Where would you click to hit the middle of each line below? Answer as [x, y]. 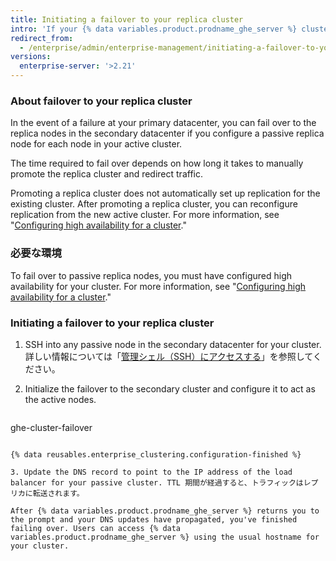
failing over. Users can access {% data [96, 528]
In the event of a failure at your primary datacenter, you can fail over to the [163, 123]
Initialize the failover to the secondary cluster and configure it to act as [170, 388]
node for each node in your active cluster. [96, 144]
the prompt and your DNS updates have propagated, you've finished [154, 519]
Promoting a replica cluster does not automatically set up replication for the [165, 193]
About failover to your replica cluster [101, 101]
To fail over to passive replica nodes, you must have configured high [151, 275]
